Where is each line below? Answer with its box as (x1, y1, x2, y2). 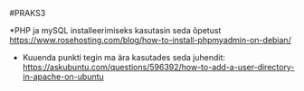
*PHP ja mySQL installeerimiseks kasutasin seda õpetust (9, 25, 222, 35)
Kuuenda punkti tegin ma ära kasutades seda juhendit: (22, 52, 226, 62)
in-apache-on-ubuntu (22, 71, 104, 82)
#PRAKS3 (9, 8, 46, 18)
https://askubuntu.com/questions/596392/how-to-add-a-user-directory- (22, 62, 295, 72)
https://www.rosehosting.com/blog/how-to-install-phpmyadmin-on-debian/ (9, 35, 291, 45)
